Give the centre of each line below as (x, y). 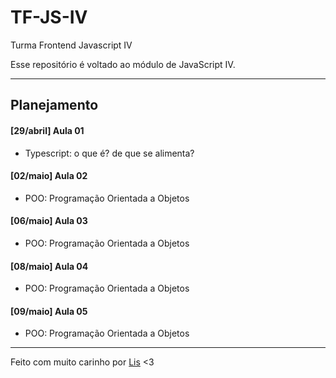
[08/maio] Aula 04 (49, 266)
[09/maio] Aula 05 (49, 311)
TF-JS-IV (49, 17)
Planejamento (54, 105)
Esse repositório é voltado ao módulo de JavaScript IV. (123, 64)
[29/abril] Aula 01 (47, 130)
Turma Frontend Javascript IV (71, 45)
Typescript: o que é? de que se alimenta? (109, 153)
